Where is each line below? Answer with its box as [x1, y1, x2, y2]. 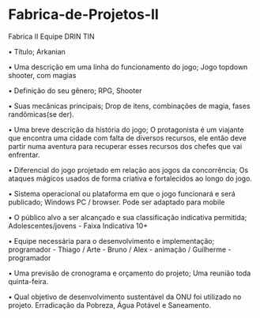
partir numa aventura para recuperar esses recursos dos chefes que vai [8, 141, 243, 151]
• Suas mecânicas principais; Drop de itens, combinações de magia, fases [8, 101, 251, 110]
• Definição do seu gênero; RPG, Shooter [8, 85, 142, 95]
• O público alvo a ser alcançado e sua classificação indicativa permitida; [8, 212, 247, 222]
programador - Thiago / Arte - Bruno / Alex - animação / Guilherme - [8, 245, 232, 254]
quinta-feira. [8, 276, 49, 286]
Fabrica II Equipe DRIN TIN [8, 32, 95, 41]
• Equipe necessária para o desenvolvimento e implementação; [8, 236, 215, 245]
